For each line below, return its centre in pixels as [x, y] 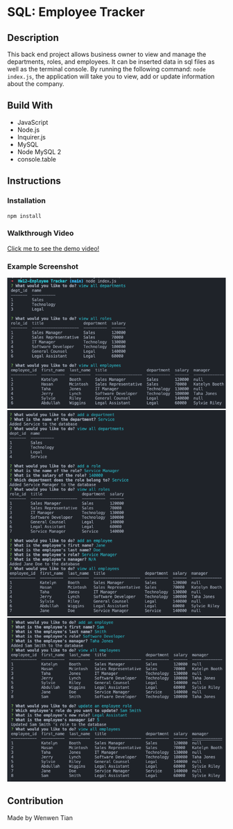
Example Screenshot [43, 266]
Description [33, 38]
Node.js [28, 130]
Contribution [35, 801]
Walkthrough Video [41, 233]
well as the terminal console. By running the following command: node [106, 69]
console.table [37, 159]
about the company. [36, 84]
